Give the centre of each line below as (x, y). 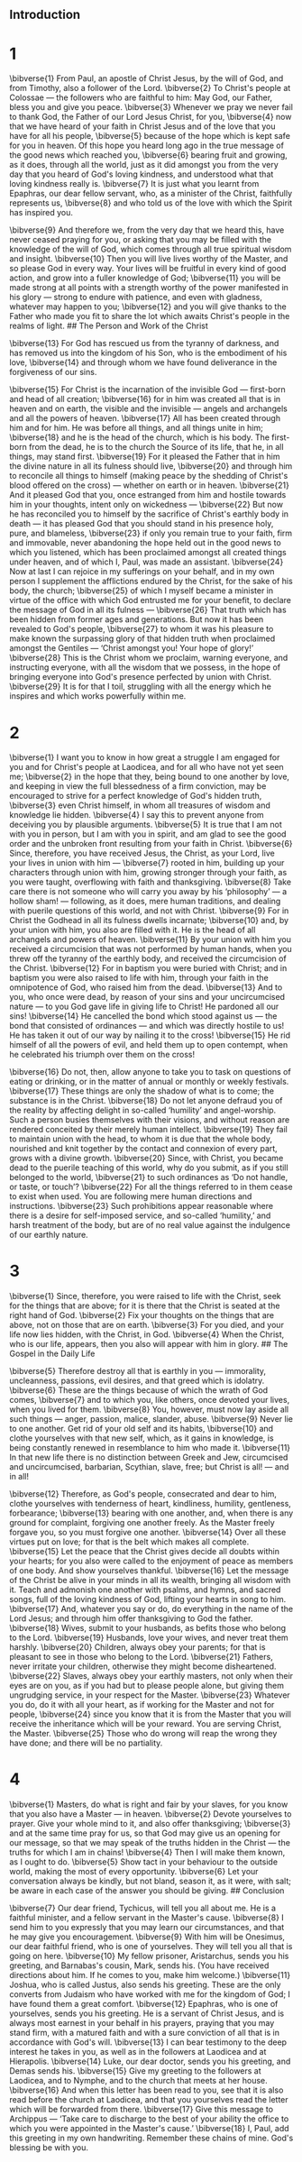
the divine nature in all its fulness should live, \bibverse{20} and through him (151, 466)
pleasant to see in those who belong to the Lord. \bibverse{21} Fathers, (141, 1657)
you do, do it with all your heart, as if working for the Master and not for (142, 1705)
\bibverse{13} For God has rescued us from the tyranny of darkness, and (144, 344)
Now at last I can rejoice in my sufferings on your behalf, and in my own (142, 572)
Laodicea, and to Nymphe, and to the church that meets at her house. (138, 2081)
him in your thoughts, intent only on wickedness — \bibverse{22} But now (146, 505)
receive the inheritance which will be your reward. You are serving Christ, (146, 1724)
